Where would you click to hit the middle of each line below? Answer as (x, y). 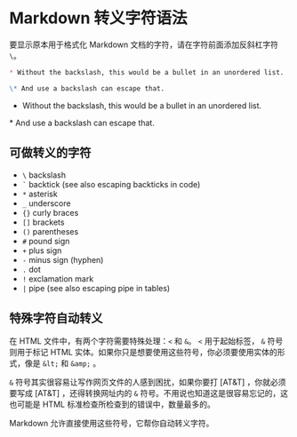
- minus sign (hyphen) (63, 259)
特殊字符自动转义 (56, 318)
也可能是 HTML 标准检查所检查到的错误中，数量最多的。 (112, 404)
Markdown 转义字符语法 (99, 18)
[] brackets (43, 222)
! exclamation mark (58, 278)
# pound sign (46, 241)
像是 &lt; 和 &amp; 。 (63, 363)
